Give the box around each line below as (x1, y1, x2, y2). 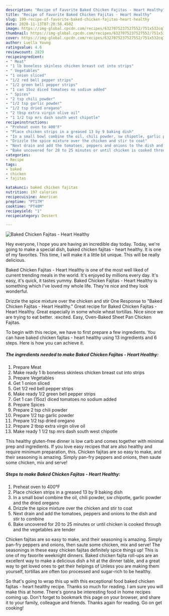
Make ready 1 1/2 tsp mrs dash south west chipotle (13, 429, 118, 435)
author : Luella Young (6, 40, 51, 45)
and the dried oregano (13, 500, 60, 506)
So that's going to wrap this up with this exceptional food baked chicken (6, 578, 155, 584)
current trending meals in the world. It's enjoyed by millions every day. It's (6, 272, 158, 279)
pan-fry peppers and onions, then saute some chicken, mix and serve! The (6, 542, 160, 548)
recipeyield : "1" (6, 209, 42, 214)
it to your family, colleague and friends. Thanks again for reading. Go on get (6, 600, 162, 606)
